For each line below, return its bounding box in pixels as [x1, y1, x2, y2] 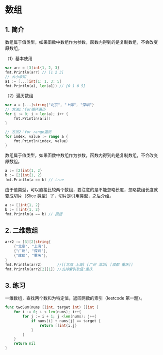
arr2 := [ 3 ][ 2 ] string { [5, 240, 51, 244]
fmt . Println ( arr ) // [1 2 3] [5, 70, 64, 75]
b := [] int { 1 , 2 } [5, 207, 40, 212]
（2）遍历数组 [5, 93, 33, 99]
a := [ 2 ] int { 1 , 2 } [5, 168, 42, 173]
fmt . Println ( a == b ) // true [5, 177, 64, 182]
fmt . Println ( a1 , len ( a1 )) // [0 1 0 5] [5, 83, 86, 88]
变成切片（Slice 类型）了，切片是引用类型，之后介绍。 [5, 193, 114, 199]
